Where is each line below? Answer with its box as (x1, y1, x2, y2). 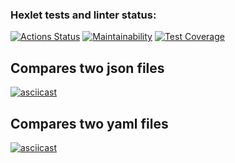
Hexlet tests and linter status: (10, 8, 157, 22)
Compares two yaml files (10, 115, 169, 132)
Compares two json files (10, 59, 165, 77)
